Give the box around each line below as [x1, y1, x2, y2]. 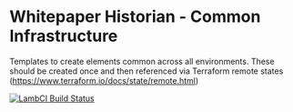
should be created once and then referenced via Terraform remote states [9, 66, 284, 76]
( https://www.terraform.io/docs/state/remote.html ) [9, 75, 199, 86]
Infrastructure [9, 25, 118, 46]
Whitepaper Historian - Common [9, 6, 261, 27]
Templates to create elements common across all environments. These [9, 56, 275, 66]
